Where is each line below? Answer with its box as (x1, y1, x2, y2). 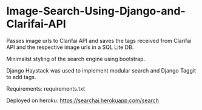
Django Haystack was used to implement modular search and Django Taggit (6, 66, 196, 74)
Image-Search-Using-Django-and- (6, 4, 186, 18)
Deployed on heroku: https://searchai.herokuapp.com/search (6, 97, 160, 104)
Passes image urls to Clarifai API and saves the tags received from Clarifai (6, 37, 192, 44)
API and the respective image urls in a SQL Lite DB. (6, 44, 134, 51)
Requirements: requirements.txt (6, 85, 86, 92)
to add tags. (6, 73, 36, 80)
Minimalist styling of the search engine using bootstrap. (6, 55, 146, 62)
